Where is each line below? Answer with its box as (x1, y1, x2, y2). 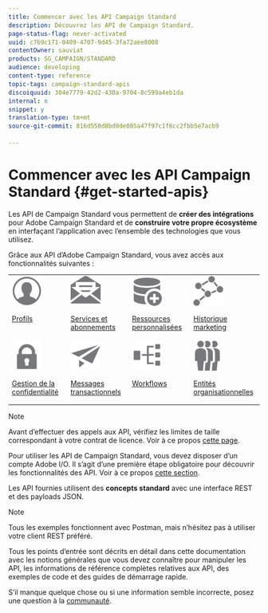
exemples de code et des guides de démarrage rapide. (8, 572, 189, 582)
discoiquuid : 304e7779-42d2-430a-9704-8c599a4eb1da (8, 88, 183, 96)
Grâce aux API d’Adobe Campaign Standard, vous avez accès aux (8, 250, 224, 259)
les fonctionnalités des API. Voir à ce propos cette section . (8, 468, 200, 477)
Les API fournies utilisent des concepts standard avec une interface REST (8, 483, 253, 493)
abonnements (70, 322, 116, 332)
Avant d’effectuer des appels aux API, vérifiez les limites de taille (8, 427, 220, 437)
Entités (193, 379, 216, 388)
